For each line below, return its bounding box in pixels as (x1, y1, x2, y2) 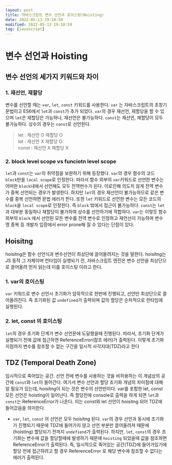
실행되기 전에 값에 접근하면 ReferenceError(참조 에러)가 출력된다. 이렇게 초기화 (5, 337, 164, 343)
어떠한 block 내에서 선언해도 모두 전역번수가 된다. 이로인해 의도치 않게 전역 (5, 183, 154, 189)
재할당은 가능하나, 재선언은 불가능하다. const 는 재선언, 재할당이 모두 (27, 115, 163, 121)
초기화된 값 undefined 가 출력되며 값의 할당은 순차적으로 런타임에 (34, 297, 163, 303)
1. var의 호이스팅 (5, 278, 45, 285)
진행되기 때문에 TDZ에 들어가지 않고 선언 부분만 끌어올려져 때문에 (18, 422, 149, 428)
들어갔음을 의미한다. (5, 404, 45, 411)
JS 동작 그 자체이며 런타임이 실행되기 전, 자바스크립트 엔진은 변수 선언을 (5, 257, 149, 264)
